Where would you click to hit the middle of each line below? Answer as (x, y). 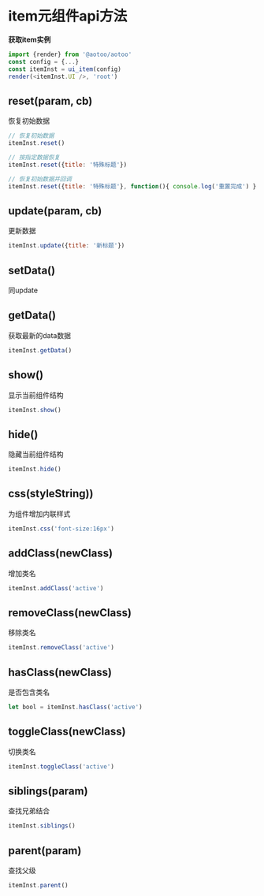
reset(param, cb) (50, 100)
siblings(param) (48, 791)
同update (23, 290)
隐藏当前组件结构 (36, 455)
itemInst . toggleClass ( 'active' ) (61, 766)
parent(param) (45, 851)
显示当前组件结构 (36, 395)
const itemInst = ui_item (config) (65, 69)
